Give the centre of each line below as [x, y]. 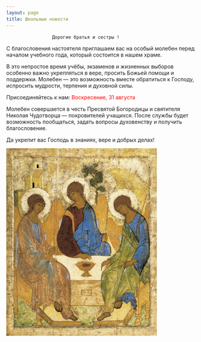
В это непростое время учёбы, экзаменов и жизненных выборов [90, 66]
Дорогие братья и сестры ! [86, 37]
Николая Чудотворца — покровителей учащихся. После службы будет [97, 115]
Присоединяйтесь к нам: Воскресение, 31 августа [71, 97]
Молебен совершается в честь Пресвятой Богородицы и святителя [93, 109]
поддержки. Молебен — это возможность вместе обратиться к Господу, [100, 79]
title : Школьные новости [37, 19]
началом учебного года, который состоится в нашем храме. [84, 55]
